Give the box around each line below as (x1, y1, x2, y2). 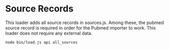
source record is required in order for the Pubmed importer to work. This (5, 24, 156, 30)
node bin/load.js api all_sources (5, 39, 78, 45)
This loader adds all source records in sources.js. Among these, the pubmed (5, 19, 164, 25)
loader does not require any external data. (5, 30, 92, 36)
